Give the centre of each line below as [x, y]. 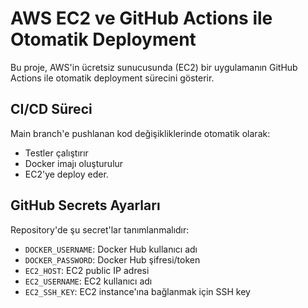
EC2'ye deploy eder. [66, 174]
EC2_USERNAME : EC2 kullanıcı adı [88, 281]
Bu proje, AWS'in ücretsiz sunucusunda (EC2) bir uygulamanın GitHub [154, 67]
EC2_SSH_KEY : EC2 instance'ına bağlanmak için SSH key [137, 291]
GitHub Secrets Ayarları [85, 205]
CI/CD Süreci [51, 109]
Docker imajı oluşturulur [74, 163]
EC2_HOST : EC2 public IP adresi [87, 270]
